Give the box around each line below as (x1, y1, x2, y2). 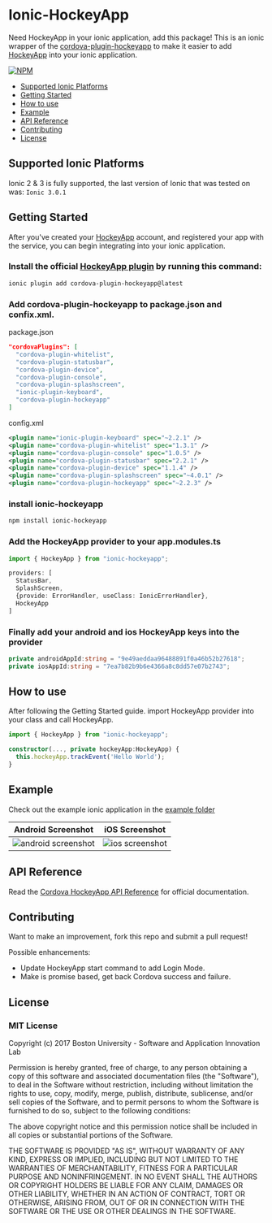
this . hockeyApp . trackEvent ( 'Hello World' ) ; (15, 753, 165, 761)
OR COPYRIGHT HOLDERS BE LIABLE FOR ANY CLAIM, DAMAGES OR (8, 1181, 244, 1190)
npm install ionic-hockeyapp (8, 517, 107, 525)
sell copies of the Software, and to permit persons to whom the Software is (8, 1097, 260, 1107)
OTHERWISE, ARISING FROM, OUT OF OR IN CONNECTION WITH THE (8, 1198, 245, 1208)
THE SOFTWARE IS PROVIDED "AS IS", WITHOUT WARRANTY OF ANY (8, 1146, 245, 1156)
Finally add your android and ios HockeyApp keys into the (8, 626, 240, 637)
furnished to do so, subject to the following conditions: (8, 1106, 191, 1116)
